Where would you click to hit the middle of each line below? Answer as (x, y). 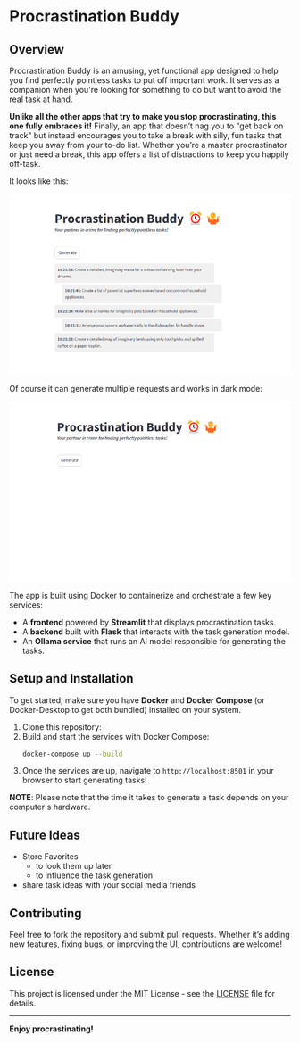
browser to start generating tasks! (84, 780)
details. (23, 1003)
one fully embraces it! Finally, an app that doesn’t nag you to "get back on (146, 126)
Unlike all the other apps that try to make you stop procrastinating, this (143, 116)
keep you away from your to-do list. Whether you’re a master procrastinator (148, 145)
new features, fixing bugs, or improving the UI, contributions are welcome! (146, 944)
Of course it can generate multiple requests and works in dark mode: (136, 389)
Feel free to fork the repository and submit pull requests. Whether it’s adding (150, 935)
